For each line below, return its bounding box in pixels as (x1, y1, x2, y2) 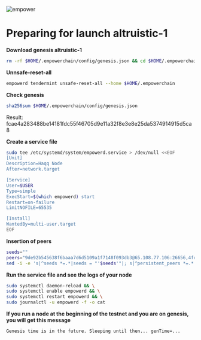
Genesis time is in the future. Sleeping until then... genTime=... (6, 328, 181, 335)
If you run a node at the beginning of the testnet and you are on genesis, (6, 310, 189, 317)
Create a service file (6, 138, 58, 145)
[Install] (6, 215, 31, 221)
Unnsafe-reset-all (6, 69, 52, 76)
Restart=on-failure (6, 199, 55, 205)
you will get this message (6, 317, 71, 324)
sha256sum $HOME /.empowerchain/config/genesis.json (6, 102, 138, 109)
